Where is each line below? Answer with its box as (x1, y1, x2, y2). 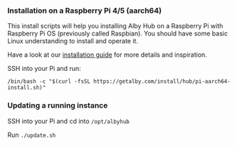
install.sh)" (7, 84, 46, 91)
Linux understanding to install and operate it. (7, 37, 139, 45)
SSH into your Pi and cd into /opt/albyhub (7, 116, 130, 125)
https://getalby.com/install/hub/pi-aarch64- (93, 78, 231, 85)
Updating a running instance (7, 101, 108, 111)
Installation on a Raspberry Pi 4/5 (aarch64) (7, 6, 162, 16)
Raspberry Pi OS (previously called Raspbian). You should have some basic (7, 29, 228, 38)
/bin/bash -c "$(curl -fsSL (7, 78, 91, 85)
